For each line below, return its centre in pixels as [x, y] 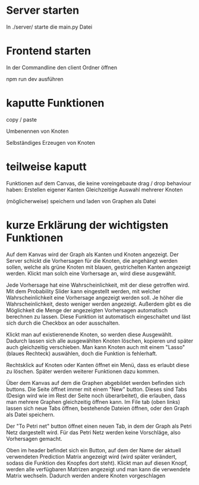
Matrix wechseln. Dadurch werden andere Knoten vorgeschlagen [86, 475]
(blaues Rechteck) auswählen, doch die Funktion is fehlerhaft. [82, 353]
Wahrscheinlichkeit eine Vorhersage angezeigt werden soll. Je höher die [95, 297]
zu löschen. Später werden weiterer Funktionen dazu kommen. [83, 371]
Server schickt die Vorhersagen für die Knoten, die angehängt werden [92, 260]
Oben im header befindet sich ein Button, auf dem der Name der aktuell [94, 450]
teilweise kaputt [47, 167]
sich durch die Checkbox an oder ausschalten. [63, 323]
